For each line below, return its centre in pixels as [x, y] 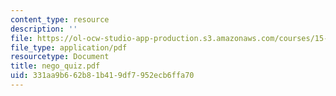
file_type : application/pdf [69, 47]
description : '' [44, 29]
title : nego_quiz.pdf [55, 66]
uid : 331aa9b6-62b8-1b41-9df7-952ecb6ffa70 [102, 76]
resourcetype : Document [60, 57]
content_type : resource [60, 19]
